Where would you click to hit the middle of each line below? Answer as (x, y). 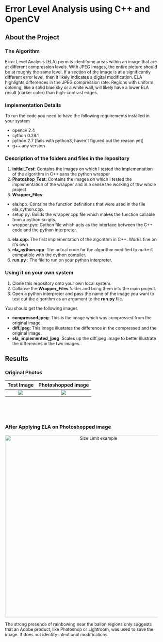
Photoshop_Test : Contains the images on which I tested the (72, 179)
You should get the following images (41, 308)
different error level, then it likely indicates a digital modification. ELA (73, 77)
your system (17, 121)
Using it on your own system (39, 273)
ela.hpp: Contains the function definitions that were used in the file (79, 204)
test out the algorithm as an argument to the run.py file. (68, 299)
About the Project (32, 37)
